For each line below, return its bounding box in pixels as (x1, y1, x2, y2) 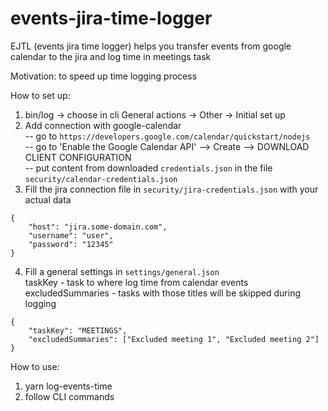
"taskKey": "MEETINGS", (28, 325, 128, 336)
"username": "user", (28, 230, 114, 241)
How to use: (10, 360, 60, 372)
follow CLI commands (24, 390, 115, 402)
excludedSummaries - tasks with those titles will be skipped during (24, 287, 302, 299)
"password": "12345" (28, 239, 114, 249)
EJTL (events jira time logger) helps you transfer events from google (10, 40, 292, 52)
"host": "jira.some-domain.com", (28, 222, 168, 232)
